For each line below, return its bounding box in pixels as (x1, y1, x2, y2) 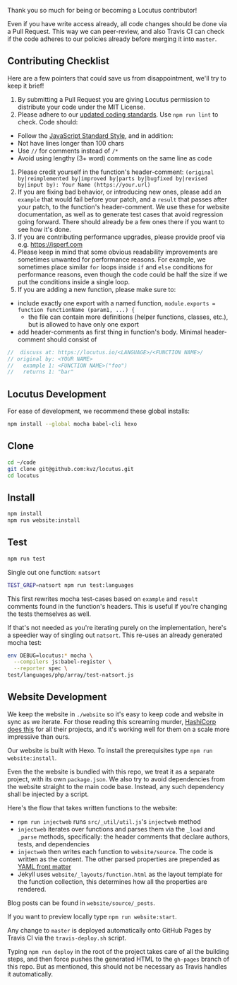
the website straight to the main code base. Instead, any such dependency (7, 782, 224, 791)
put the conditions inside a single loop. (17, 277, 130, 286)
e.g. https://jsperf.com (17, 240, 83, 248)
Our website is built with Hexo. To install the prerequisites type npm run (7, 746, 213, 754)
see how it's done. (17, 225, 72, 233)
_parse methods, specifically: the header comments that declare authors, (17, 832, 230, 841)
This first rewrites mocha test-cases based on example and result (7, 594, 199, 603)
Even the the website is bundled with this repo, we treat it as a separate (7, 767, 215, 776)
